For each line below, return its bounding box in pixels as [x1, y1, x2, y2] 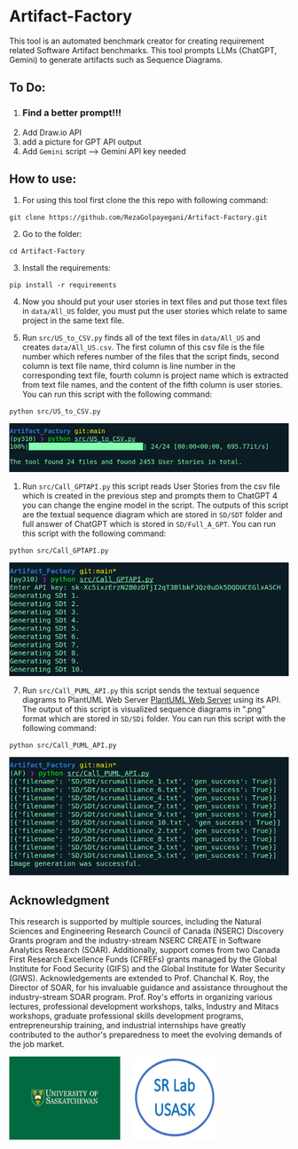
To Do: [9, 80, 46, 95]
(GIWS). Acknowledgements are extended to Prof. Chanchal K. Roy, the [9, 973, 270, 984]
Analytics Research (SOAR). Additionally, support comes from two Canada [9, 945, 281, 956]
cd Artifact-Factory [9, 247, 86, 256]
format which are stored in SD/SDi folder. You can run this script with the [21, 713, 286, 724]
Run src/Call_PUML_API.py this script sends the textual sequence [21, 685, 260, 696]
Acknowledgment [9, 893, 110, 908]
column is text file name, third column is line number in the [21, 361, 236, 372]
